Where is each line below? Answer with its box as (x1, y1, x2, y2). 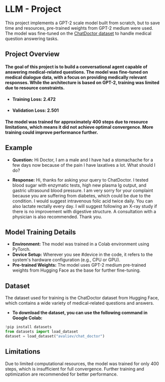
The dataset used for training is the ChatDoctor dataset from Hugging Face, (5, 295, 159, 301)
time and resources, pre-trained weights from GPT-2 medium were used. (5, 25, 153, 31)
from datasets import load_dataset (5, 329, 79, 334)
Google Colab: (12, 315, 43, 321)
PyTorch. (12, 246, 31, 252)
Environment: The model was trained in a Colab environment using (12, 241, 150, 247)
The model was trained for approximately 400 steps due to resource (5, 119, 148, 125)
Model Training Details (5, 228, 76, 236)
